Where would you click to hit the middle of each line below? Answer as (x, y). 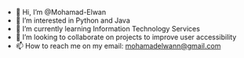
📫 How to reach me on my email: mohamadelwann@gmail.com (118, 46)
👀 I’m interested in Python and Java (73, 20)
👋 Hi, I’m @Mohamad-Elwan (61, 12)
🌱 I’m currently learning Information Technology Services (107, 29)
